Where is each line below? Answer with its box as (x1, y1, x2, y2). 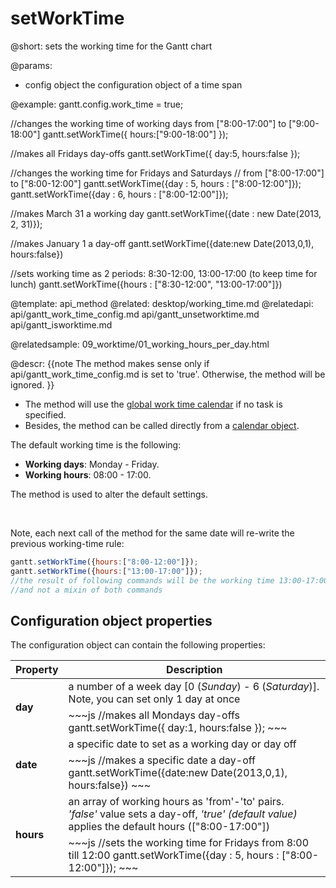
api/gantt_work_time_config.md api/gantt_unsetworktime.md (10, 308, 260, 320)
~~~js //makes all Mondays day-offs (68, 708, 240, 722)
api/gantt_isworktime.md (10, 318, 113, 331)
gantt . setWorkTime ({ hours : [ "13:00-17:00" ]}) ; (10, 566, 203, 576)
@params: (10, 59, 53, 71)
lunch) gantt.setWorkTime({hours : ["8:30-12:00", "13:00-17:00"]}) (10, 278, 283, 290)
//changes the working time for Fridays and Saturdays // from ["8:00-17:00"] (10, 167, 325, 179)
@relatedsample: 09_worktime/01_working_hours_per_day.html (10, 338, 270, 350)
